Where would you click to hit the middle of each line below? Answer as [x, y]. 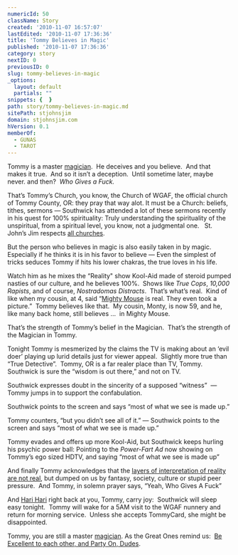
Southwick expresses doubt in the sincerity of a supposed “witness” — [112, 386]
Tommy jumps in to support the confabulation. [75, 393]
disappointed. [27, 522]
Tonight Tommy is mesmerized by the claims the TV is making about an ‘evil [118, 349]
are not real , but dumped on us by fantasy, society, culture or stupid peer [114, 478]
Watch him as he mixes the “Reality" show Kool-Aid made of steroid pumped [119, 276]
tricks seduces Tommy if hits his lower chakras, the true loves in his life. [113, 262]
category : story [31, 54]
